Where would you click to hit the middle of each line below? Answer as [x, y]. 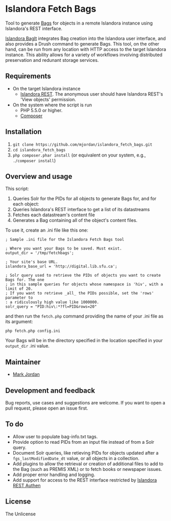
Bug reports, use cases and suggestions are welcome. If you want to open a [85, 403]
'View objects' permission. [48, 99]
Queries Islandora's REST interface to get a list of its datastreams [81, 210]
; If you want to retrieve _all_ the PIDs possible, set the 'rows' [80, 293]
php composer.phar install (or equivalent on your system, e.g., [79, 155]
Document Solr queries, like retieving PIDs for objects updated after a [86, 452]
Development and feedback [50, 390]
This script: [17, 189]
